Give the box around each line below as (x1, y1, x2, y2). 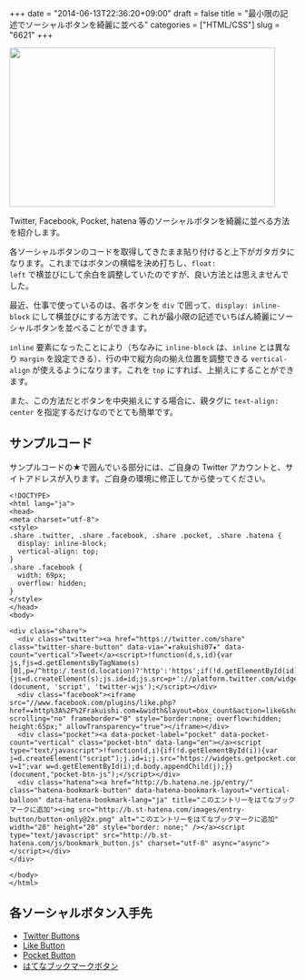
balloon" (9, 795, 43, 804)
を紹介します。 (9, 227, 65, 237)
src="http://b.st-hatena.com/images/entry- (78, 804, 245, 814)
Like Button (22, 940, 65, 951)
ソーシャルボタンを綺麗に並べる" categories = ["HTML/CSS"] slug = (25, 19, 280, 30)
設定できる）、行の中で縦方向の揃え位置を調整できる (54, 353, 250, 364)
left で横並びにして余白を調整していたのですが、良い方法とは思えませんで (9, 269, 290, 279)
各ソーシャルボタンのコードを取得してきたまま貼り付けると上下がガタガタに (9, 247, 295, 257)
